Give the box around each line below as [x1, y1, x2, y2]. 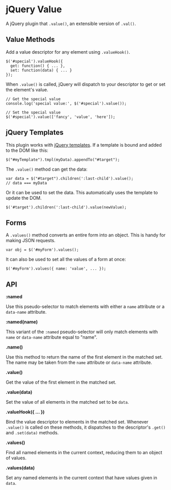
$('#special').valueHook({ [6, 59, 63, 64]
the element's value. [6, 86, 48, 92]
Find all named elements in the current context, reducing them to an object [6, 450, 162, 456]
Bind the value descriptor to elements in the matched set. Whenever [6, 419, 149, 425]
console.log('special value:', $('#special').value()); [6, 101, 127, 106]
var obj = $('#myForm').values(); [6, 247, 79, 252]
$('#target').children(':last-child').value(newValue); [6, 204, 127, 210]
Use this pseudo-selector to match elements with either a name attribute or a [6, 304, 165, 310]
